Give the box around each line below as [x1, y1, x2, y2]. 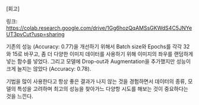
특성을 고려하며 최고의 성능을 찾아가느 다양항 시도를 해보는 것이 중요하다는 [17, 85, 189, 92]
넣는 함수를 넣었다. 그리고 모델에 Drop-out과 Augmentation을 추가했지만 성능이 [6, 58, 191, 65]
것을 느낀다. [6, 93, 34, 100]
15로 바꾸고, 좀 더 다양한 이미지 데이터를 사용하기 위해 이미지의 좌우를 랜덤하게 [12, 50, 194, 58]
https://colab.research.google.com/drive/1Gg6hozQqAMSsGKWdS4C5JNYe [6, 24, 192, 31]
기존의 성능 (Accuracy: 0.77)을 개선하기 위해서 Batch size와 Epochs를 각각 [6, 43, 182, 50]
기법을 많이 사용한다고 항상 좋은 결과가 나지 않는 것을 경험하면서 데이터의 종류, [6, 78, 187, 85]
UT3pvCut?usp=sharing [6, 31, 65, 37]
